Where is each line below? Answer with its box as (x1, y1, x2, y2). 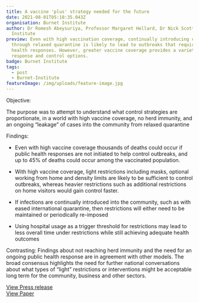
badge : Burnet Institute (6, 58, 68, 64)
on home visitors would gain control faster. (14, 187, 119, 194)
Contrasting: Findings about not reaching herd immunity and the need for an (6, 247, 192, 254)
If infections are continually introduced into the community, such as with (14, 198, 191, 206)
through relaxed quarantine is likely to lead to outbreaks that (11, 42, 176, 48)
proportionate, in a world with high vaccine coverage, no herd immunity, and (6, 115, 192, 122)
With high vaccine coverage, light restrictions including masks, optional (14, 168, 189, 175)
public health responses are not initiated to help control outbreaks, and (14, 150, 188, 157)
